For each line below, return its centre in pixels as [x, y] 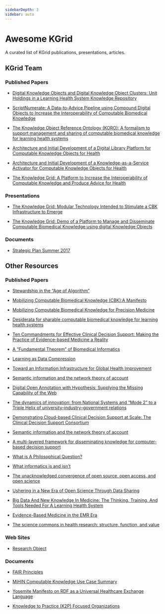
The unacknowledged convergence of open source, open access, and [84, 476]
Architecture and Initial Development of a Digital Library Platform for [82, 148]
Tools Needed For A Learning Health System [58, 506]
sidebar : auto [20, 14]
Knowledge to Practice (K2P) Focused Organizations [66, 606]
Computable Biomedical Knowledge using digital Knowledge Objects [82, 227]
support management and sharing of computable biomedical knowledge [86, 133]
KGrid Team [24, 68]
